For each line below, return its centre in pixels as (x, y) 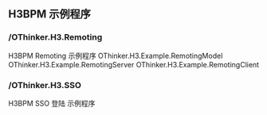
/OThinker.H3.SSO (45, 85)
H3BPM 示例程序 (50, 14)
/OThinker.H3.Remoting (55, 37)
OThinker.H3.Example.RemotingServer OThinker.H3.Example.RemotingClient (134, 64)
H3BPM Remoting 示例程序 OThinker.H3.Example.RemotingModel (116, 56)
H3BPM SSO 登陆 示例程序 (52, 103)
